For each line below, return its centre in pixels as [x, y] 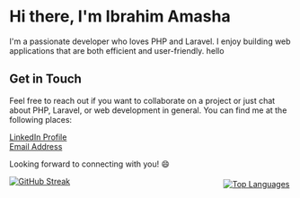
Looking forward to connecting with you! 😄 [90, 164]
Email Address [36, 146]
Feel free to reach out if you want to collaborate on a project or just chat [142, 100]
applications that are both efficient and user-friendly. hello [117, 50]
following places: [41, 119]
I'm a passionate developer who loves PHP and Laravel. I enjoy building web [150, 41]
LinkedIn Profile [38, 137]
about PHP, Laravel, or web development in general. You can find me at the [148, 110]
